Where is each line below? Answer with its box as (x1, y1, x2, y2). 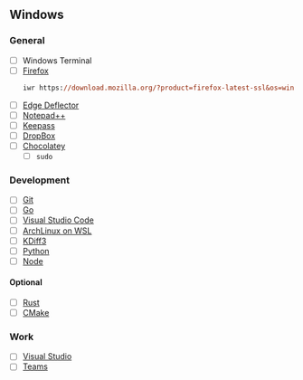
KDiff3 (22, 235, 47, 246)
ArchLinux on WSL (22, 225, 92, 236)
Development (9, 174, 71, 186)
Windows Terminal (22, 54, 92, 66)
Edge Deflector (22, 100, 80, 110)
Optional (9, 277, 43, 288)
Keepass (22, 119, 56, 130)
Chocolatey (22, 140, 66, 151)
